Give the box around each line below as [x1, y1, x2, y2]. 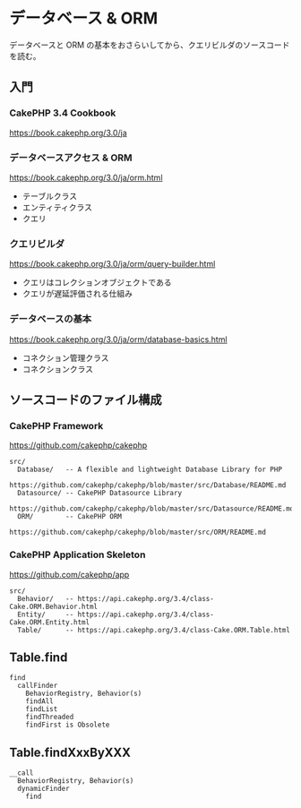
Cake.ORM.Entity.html [9, 617, 90, 627]
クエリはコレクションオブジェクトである [21, 277, 172, 288]
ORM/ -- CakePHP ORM [17, 512, 123, 521]
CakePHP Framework [9, 419, 104, 432]
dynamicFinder [17, 785, 70, 794]
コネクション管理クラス [21, 352, 109, 363]
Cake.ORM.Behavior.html [9, 602, 99, 611]
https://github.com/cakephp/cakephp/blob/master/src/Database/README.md [9, 481, 287, 490]
